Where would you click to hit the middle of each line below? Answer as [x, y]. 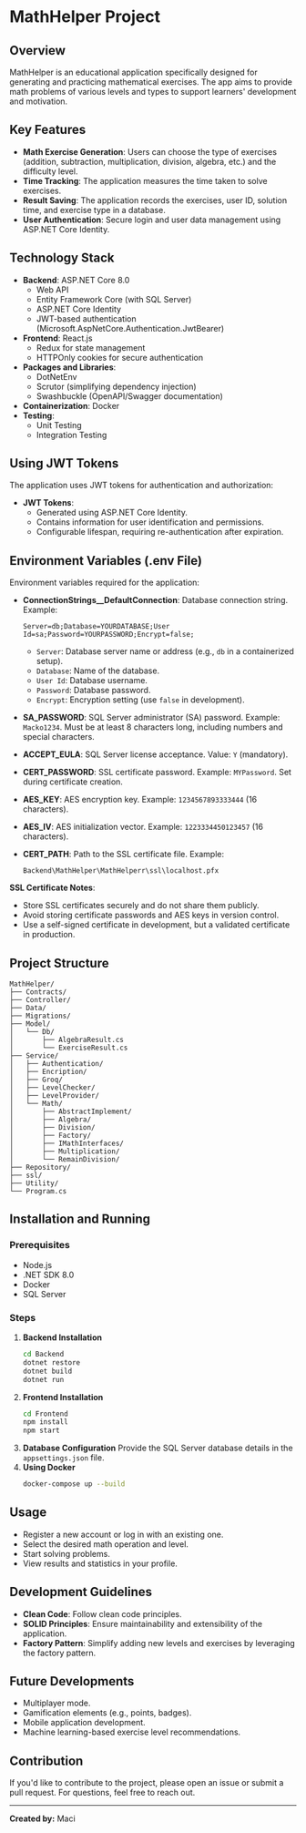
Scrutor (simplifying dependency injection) [117, 386]
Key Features [48, 130]
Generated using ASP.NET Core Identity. [112, 513]
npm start [41, 1431]
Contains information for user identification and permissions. [150, 522]
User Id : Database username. [92, 681]
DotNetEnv [56, 376]
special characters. [59, 737]
